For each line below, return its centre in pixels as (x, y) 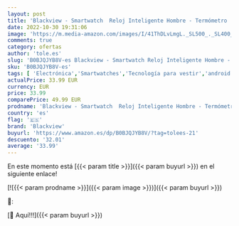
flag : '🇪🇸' (25, 119)
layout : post (27, 14)
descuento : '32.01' (36, 139)
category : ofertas (34, 47)
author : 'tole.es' (34, 54)
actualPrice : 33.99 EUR (43, 80)
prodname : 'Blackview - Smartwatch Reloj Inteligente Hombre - (105, 107)
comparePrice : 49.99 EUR (44, 100)
